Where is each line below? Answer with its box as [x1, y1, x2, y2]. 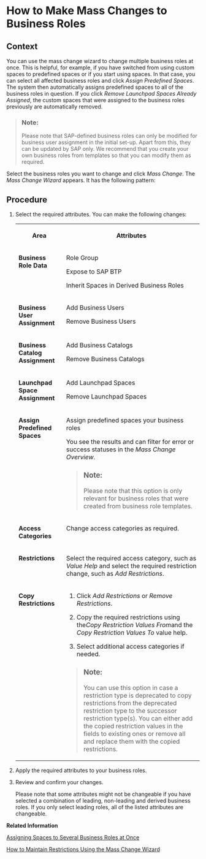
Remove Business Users [66, 317, 136, 326]
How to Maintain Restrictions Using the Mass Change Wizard [6, 846, 161, 853]
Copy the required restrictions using [76, 613, 180, 622]
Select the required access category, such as [66, 554, 197, 563]
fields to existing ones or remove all [83, 729, 186, 738]
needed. [76, 650, 101, 659]
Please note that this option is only [83, 487, 183, 495]
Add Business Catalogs [66, 341, 133, 349]
